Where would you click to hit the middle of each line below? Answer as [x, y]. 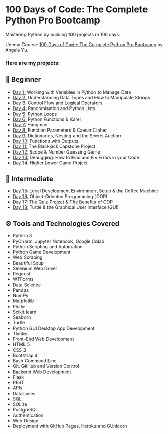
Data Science [27, 285]
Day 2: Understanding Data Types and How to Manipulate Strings [81, 97]
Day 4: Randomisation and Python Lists [54, 108]
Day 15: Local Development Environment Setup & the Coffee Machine [85, 191]
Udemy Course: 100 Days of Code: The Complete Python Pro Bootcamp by [84, 44]
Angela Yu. [17, 50]
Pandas [21, 290]
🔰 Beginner [23, 80]
